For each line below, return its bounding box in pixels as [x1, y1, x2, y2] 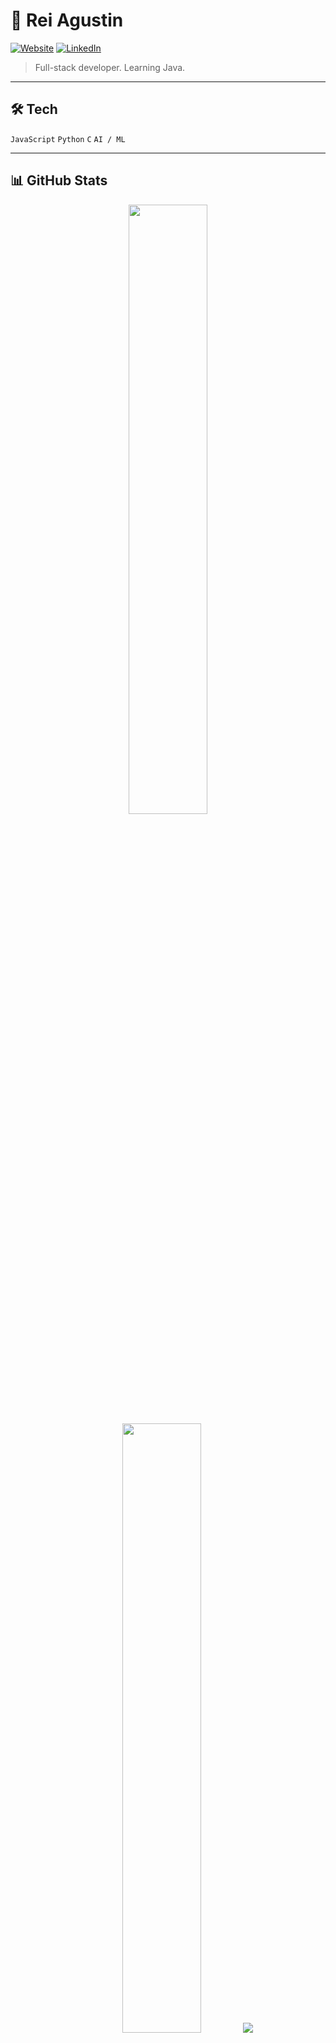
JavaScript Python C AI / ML [10, 134, 126, 144]
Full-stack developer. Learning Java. [34, 61, 186, 73]
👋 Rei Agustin [10, 9, 124, 32]
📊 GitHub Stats [10, 172, 108, 189]
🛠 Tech [10, 101, 58, 118]
